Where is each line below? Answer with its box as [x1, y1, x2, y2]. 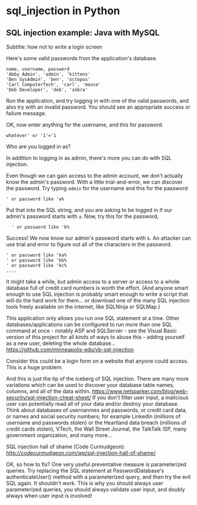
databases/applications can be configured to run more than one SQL [6, 321, 172, 328]
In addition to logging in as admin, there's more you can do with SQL [6, 155, 172, 161]
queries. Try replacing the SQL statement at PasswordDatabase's [6, 467, 165, 474]
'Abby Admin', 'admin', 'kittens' [6, 71, 91, 77]
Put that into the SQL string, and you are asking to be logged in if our [6, 207, 172, 213]
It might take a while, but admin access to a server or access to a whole [6, 278, 180, 285]
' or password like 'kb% [6, 258, 67, 263]
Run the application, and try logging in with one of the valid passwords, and [6, 97, 189, 104]
